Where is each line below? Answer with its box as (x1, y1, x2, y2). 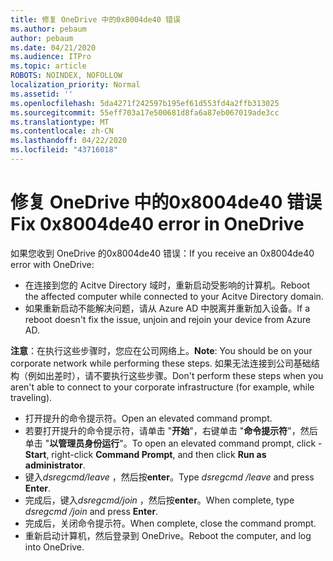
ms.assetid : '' (10, 89, 74, 99)
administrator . (24, 459, 86, 471)
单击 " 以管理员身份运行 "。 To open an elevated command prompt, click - (24, 437, 323, 449)
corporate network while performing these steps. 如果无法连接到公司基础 (10, 357, 312, 369)
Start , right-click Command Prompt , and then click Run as (24, 448, 267, 460)
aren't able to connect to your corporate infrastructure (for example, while (10, 381, 315, 393)
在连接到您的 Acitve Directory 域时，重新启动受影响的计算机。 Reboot (24, 279, 311, 291)
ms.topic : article (10, 61, 87, 71)
